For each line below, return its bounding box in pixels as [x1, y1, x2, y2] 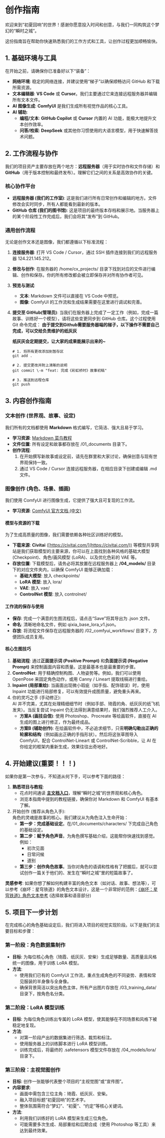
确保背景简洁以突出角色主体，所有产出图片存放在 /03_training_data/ [19, 984, 157, 990]
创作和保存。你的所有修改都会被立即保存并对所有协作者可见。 [21, 272, 146, 278]
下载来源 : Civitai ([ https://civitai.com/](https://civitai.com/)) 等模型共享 [12, 542, 155, 548]
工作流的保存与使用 [5, 603, 44, 609]
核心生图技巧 [5, 646, 31, 652]
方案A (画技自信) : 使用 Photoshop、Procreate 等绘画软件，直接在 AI [19, 713, 157, 719]
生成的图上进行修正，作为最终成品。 [19, 719, 93, 725]
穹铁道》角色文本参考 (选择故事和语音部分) [5, 892, 92, 898]
